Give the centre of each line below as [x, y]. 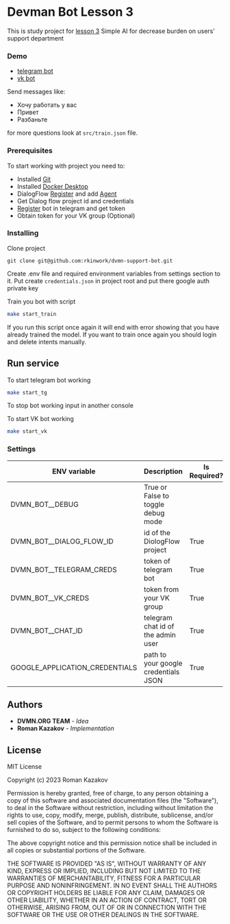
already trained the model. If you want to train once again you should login [112, 335]
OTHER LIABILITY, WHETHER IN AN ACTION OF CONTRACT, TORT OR [107, 900]
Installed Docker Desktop [53, 186]
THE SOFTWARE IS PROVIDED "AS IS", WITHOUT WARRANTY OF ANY [107, 864]
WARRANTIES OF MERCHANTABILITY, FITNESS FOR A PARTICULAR [104, 878]
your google [163, 663]
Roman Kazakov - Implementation [65, 728]
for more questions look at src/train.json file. [73, 133]
